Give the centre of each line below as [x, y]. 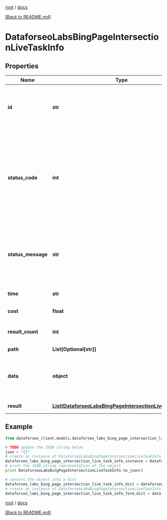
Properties [22, 66]
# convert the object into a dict [41, 479]
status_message [28, 254]
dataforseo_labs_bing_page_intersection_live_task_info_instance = [77, 461]
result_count [23, 332]
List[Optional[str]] [74, 349]
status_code [23, 178]
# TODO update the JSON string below [44, 447]
